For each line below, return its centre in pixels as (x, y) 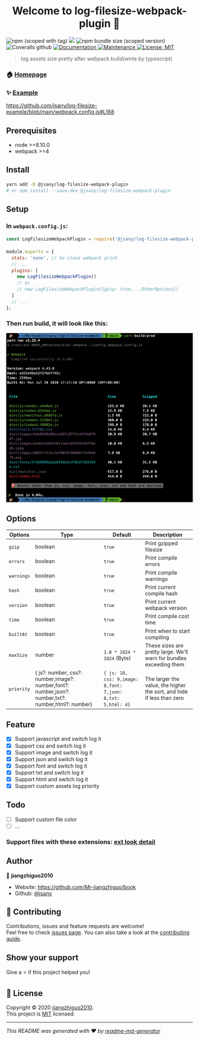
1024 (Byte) (117, 658)
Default (122, 535)
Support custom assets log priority (57, 786)
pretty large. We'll (166, 652)
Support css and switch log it (50, 746)
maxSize (18, 655)
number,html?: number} (64, 704)
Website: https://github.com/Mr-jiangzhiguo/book (75, 887)
